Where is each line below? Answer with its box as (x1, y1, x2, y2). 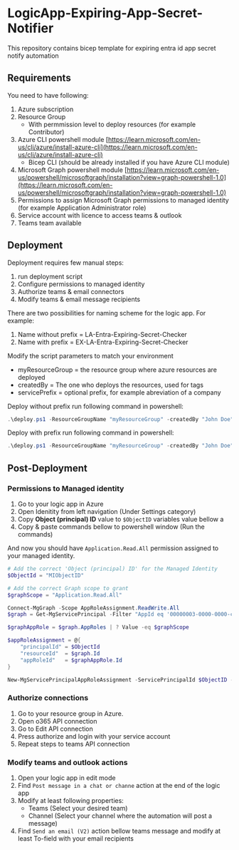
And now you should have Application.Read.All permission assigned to (7, 544, 219, 552)
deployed (17, 373, 46, 381)
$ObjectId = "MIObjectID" (7, 572, 84, 579)
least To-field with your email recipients (17, 834, 134, 843)
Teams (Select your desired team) (28, 804, 128, 812)
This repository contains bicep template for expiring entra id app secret (7, 44, 216, 52)
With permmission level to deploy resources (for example (28, 120, 196, 128)
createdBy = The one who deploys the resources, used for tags (17, 380, 204, 389)
